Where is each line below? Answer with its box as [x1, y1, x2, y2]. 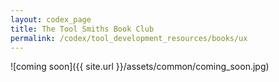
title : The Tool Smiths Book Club [10, 24, 155, 34]
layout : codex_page [10, 14, 92, 25]
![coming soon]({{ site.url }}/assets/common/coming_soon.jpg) [10, 61, 270, 73]
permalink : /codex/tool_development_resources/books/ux [10, 33, 248, 43]
